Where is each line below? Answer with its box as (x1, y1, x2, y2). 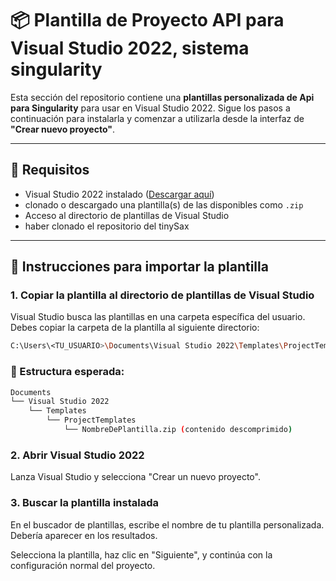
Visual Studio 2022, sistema (10, 37, 250, 60)
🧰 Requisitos (10, 162, 90, 179)
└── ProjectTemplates (46, 415, 137, 426)
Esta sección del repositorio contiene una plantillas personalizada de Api (10, 91, 315, 103)
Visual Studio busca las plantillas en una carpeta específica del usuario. (10, 311, 306, 323)
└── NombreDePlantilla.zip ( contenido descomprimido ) (63, 425, 293, 435)
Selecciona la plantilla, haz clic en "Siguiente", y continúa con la (10, 548, 273, 561)
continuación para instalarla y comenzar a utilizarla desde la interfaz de (10, 112, 305, 124)
